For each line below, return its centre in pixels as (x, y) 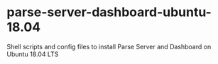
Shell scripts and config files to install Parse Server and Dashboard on (109, 46)
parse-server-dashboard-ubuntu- (109, 12)
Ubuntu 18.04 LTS (33, 54)
